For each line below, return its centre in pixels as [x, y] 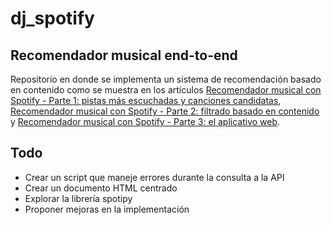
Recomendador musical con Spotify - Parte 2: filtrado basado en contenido [165, 111]
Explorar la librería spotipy [78, 198]
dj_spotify [52, 18]
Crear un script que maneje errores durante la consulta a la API [154, 177]
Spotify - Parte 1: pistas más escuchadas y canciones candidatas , [146, 100]
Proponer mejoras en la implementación [107, 209]
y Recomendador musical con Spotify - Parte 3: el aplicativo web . [145, 121]
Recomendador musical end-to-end [124, 55]
